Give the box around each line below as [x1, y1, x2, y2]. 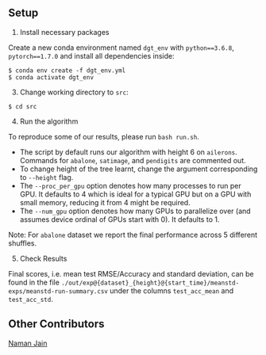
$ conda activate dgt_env [8, 73, 94, 82]
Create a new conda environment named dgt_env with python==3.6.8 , [8, 43, 234, 52]
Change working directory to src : [19, 87, 129, 97]
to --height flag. [19, 172, 74, 181]
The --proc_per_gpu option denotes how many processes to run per [19, 181, 242, 190]
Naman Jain [8, 338, 48, 348]
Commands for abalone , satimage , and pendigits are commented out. [19, 155, 246, 165]
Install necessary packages [19, 27, 110, 36]
